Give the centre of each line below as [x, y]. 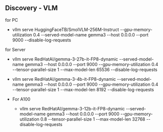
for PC [12, 20]
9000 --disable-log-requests [42, 40]
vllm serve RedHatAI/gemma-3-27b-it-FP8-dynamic [65, 59]
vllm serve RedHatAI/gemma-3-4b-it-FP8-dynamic [64, 79]
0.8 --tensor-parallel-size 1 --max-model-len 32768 [93, 119]
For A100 [21, 99]
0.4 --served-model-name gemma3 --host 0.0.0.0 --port [91, 34]
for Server [16, 49]
